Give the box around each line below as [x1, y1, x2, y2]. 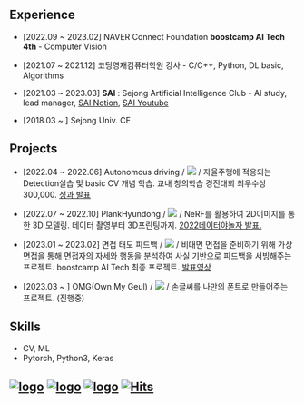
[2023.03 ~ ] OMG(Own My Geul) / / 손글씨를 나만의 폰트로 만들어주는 [22, 280, 289, 291]
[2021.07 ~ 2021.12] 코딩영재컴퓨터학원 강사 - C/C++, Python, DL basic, [22, 59, 284, 71]
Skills [9, 319, 41, 335]
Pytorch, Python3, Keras [22, 353, 114, 364]
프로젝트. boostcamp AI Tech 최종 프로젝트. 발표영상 [22, 261, 211, 272]
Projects [9, 141, 58, 157]
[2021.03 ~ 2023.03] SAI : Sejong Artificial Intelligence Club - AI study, [22, 87, 288, 98]
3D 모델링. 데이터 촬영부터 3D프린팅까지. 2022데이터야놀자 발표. [32, 220, 262, 231]
